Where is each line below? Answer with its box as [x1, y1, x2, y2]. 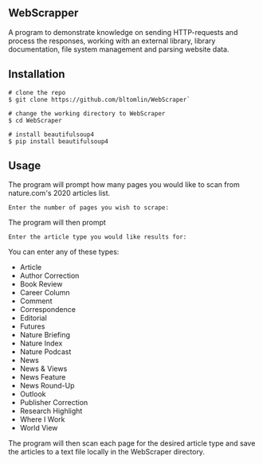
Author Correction [19, 271, 80, 281]
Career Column [19, 288, 70, 298]
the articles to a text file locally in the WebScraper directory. [8, 447, 206, 457]
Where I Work [19, 415, 65, 424]
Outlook [19, 389, 46, 399]
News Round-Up [19, 381, 75, 391]
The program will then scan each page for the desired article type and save [8, 439, 256, 448]
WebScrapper [8, 6, 79, 20]
